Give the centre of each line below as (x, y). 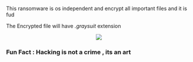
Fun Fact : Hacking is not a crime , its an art (69, 52)
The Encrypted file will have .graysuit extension (64, 26)
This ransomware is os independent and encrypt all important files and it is (96, 8)
